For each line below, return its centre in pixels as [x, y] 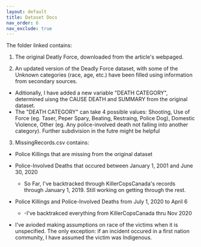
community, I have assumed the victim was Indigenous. [83, 237]
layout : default [26, 12]
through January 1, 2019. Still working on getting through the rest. [105, 190]
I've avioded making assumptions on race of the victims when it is [96, 225]
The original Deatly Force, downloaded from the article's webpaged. [99, 57]
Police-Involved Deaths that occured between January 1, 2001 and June [104, 166]
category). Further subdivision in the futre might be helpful [87, 131]
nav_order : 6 [22, 23]
